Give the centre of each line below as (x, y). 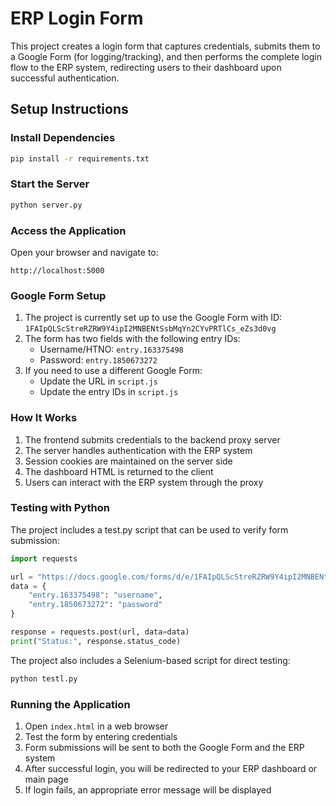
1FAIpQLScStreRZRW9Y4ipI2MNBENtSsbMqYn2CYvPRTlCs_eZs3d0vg (150, 329)
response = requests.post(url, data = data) (100, 632)
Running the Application (70, 704)
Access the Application (68, 230)
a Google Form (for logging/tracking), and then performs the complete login (166, 56)
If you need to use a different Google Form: (113, 371)
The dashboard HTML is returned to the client (119, 471)
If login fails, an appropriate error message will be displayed (148, 790)
